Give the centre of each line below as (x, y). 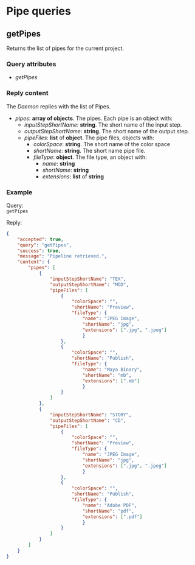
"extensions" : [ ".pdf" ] (112, 517)
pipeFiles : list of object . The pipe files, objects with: (89, 138)
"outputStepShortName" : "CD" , (88, 420)
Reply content (27, 93)
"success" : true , (39, 251)
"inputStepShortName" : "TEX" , (88, 279)
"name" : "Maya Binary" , (112, 370)
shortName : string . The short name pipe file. (89, 150)
